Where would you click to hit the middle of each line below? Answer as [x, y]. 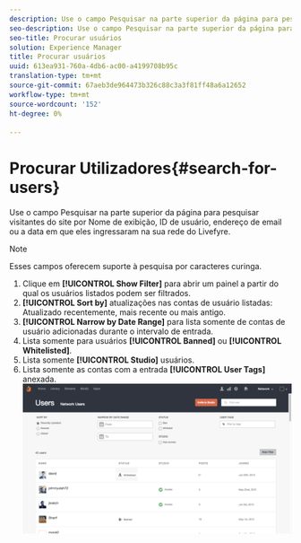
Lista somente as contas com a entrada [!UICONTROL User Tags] [144, 370]
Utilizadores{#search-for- [178, 168]
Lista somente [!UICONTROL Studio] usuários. [108, 360]
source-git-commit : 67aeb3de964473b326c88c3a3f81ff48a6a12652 [128, 85]
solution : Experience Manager [66, 48]
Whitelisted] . [47, 351]
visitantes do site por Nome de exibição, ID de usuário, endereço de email [146, 222]
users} [35, 188]
